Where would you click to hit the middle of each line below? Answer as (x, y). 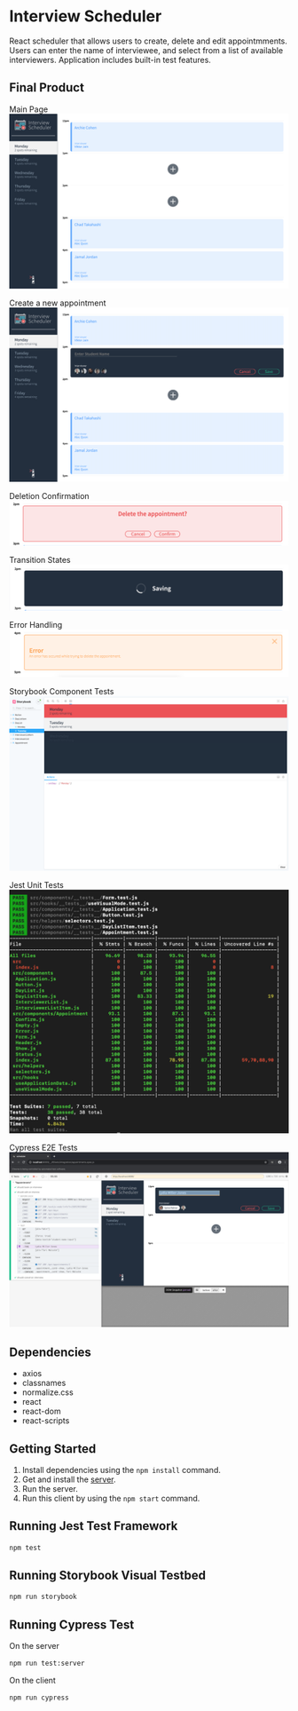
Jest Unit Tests (36, 884)
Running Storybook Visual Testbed (108, 1575)
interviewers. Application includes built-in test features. (110, 59)
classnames (44, 1383)
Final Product (47, 87)
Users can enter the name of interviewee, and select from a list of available (146, 50)
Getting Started (53, 1449)
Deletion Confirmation (50, 496)
